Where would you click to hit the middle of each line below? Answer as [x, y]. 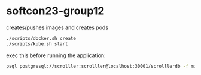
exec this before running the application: [56, 55]
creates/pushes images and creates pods [57, 27]
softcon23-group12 [55, 11]
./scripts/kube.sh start [37, 44]
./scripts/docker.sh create [41, 38]
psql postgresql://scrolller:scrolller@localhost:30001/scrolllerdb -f [97, 66]
